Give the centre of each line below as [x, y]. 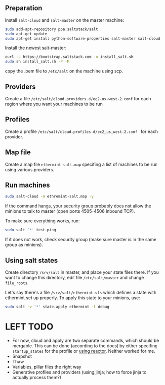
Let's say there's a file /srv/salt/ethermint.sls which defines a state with [81, 292]
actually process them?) [37, 377]
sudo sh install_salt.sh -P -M [37, 62]
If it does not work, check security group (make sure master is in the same [81, 240]
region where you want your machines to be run [54, 104]
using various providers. [30, 169]
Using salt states [32, 260]
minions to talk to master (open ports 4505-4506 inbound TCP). [70, 211]
